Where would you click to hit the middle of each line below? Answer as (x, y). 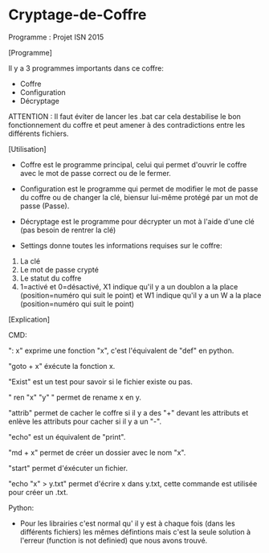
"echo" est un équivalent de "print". (67, 436)
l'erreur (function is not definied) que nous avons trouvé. (114, 540)
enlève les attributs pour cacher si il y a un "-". (85, 421)
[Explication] (29, 319)
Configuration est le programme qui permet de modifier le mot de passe (139, 188)
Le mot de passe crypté (59, 269)
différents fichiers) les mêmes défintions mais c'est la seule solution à (135, 531)
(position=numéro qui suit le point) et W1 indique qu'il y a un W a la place (141, 295)
